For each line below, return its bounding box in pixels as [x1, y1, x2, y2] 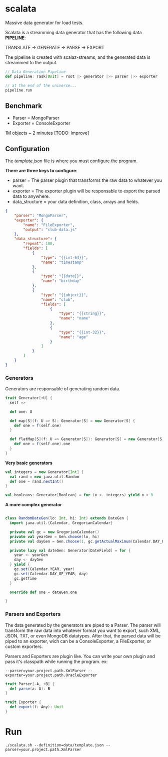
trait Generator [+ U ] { [5, 395, 52, 401]
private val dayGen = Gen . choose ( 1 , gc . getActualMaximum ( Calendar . [9, 538, 153, 544]
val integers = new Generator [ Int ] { [5, 469, 84, 475]
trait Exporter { [5, 700, 41, 705]
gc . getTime [14, 576, 37, 581]
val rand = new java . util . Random [9, 474, 79, 479]
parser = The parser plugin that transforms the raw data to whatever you [12, 177, 162, 183]
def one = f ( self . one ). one [14, 442, 70, 447]
